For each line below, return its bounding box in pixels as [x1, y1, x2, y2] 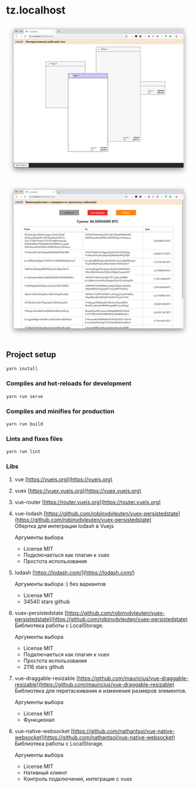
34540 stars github [23, 598, 70, 605]
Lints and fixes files [6, 435, 63, 443]
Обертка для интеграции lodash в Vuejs [14, 522, 114, 529]
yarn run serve [6, 393, 43, 399]
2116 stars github [23, 663, 65, 670]
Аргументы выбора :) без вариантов [14, 580, 106, 587]
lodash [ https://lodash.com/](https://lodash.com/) [14, 569, 135, 576]
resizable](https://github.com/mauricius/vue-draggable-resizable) [14, 681, 175, 688]
